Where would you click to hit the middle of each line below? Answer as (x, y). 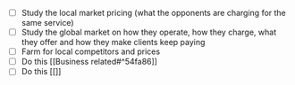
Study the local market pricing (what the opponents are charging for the (154, 13)
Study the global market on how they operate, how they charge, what (149, 32)
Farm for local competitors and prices (91, 51)
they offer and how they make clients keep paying (113, 42)
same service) (47, 23)
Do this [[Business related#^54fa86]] (89, 62)
